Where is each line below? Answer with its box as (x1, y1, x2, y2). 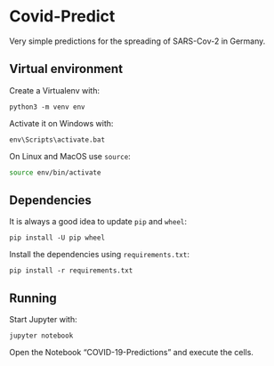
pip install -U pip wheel (9, 233, 105, 242)
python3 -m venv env (9, 102, 86, 111)
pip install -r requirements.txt (9, 266, 133, 275)
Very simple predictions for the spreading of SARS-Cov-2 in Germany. (9, 36, 266, 46)
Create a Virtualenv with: (9, 85, 101, 95)
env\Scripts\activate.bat (9, 135, 105, 144)
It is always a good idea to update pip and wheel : (9, 216, 188, 227)
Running (9, 290, 58, 305)
